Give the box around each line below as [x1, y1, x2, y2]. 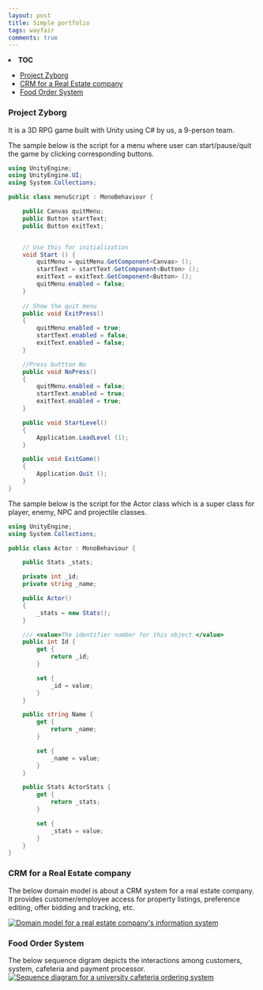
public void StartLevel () [22, 418, 108, 427]
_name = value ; [50, 754, 101, 762]
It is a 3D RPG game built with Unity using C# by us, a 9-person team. [8, 125, 235, 134]
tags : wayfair [8, 26, 55, 34]
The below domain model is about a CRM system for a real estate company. [8, 886, 254, 895]
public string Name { [22, 711, 93, 719]
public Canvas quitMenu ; [22, 207, 104, 216]
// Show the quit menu [22, 302, 97, 310]
